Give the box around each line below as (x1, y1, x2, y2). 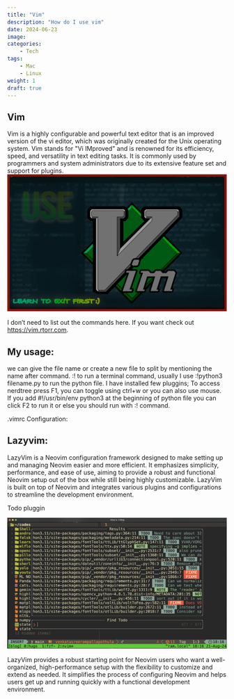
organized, (7, 663, 38, 671)
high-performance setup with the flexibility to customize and (39, 663, 213, 671)
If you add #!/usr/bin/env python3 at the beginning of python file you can (7, 394, 217, 402)
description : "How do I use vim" (7, 18, 104, 26)
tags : (7, 56, 23, 63)
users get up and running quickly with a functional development (7, 677, 190, 686)
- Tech (19, 48, 39, 55)
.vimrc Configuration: (7, 415, 68, 423)
